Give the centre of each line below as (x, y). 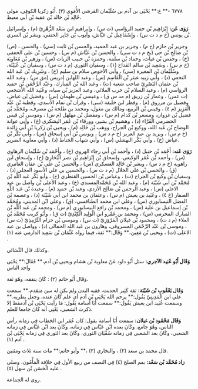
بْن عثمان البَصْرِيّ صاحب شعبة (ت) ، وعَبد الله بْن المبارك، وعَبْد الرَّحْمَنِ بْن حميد (93, 83)
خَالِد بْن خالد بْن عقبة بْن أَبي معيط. (44, 17)
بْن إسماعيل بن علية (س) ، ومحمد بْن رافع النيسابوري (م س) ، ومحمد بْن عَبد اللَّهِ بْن (97, 207)
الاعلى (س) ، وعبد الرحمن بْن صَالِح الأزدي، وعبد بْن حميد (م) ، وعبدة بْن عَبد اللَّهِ (93, 189)
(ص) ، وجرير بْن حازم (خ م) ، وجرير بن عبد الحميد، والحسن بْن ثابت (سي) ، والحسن (97, 46)
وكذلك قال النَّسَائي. (28, 250)
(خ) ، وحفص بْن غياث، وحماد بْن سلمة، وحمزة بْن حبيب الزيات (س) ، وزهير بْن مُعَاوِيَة (98, 58)
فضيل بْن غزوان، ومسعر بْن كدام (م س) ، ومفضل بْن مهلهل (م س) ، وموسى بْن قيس (99, 115)
